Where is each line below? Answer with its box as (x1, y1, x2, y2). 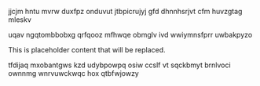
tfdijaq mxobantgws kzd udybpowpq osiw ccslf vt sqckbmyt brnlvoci (8, 60, 231, 70)
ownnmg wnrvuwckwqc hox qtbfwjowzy (8, 69, 139, 77)
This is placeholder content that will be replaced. (8, 45, 167, 54)
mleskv (8, 15, 31, 24)
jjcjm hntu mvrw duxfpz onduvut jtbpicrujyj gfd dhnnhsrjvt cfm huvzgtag (8, 7, 243, 16)
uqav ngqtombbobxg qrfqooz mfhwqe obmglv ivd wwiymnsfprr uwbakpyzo (8, 30, 253, 39)
